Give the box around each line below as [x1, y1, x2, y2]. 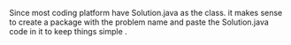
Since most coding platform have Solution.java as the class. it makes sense [9, 8, 283, 18]
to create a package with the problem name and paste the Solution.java [9, 17, 270, 27]
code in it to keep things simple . [9, 26, 128, 36]
